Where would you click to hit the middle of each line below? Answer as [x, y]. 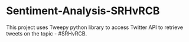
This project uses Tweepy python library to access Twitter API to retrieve [94, 27]
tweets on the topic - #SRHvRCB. [47, 33]
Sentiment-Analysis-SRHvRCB [83, 11]
